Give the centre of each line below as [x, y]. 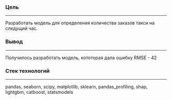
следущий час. [21, 29]
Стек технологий [28, 71]
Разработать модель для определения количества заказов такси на [80, 23]
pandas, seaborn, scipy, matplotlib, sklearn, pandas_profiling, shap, [77, 86]
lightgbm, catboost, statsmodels [39, 92]
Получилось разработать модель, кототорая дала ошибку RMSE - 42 [81, 58]
